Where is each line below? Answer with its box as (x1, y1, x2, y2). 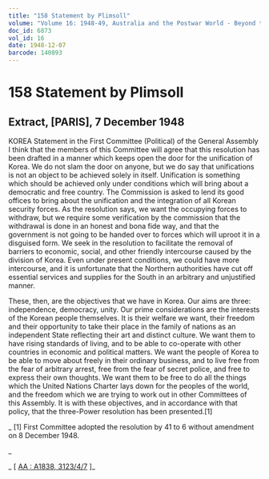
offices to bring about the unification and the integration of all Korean (8, 196, 236, 205)
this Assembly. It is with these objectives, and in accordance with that (8, 398, 238, 408)
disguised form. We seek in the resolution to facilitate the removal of (8, 238, 234, 248)
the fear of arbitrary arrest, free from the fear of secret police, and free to (8, 365, 251, 373)
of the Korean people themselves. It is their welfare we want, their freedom (8, 313, 255, 322)
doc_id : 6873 (8, 26, 52, 34)
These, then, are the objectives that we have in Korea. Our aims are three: (8, 297, 251, 305)
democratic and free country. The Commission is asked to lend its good (8, 187, 244, 197)
